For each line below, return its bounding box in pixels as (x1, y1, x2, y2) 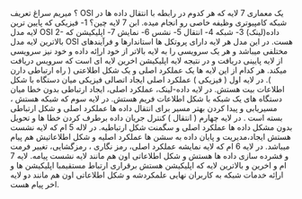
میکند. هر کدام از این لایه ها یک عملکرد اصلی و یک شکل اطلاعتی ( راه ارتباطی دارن (10, 65, 288, 75)
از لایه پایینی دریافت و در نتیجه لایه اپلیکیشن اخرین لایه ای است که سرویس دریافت (10, 56, 283, 65)
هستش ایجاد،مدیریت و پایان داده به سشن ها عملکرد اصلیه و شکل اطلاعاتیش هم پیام (10, 132, 291, 142)
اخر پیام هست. (10, 179, 59, 189)
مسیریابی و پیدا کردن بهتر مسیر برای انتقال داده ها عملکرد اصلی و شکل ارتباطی (10, 103, 278, 113)
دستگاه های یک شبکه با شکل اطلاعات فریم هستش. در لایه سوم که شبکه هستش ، (10, 93, 282, 104)
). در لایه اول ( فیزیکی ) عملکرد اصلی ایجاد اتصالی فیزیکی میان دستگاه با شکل (10, 74, 271, 84)
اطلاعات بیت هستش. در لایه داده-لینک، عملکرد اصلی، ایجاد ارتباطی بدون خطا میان (10, 84, 286, 94)
